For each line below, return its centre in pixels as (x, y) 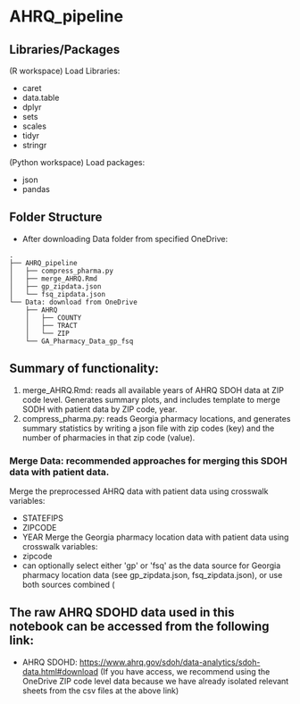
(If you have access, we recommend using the (185, 671)
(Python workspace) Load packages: (77, 162)
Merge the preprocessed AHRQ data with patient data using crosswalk (139, 491)
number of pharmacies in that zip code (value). (108, 437)
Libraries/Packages (65, 50)
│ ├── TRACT (51, 325)
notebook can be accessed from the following (139, 627)
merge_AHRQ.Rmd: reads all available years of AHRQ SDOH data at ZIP (153, 390)
